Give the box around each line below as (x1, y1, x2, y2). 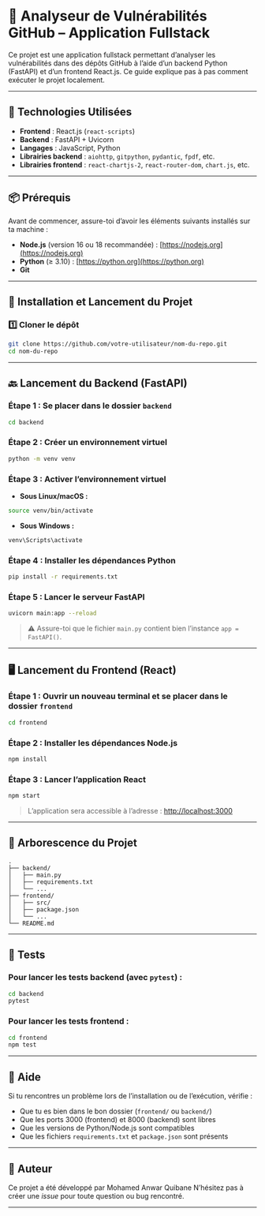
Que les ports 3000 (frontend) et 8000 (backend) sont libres (19, 1115, 216, 1124)
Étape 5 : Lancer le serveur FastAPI (8, 591, 145, 602)
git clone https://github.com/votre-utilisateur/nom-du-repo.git (8, 340, 227, 348)
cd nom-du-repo (8, 347, 58, 356)
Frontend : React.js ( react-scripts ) (19, 126, 136, 136)
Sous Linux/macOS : (19, 492, 88, 501)
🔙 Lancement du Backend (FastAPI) (8, 376, 188, 390)
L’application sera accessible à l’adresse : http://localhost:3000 (27, 806, 233, 816)
